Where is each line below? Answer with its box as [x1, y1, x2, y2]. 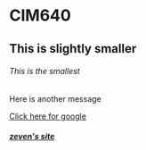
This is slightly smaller [9, 41, 137, 56]
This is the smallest [9, 66, 80, 77]
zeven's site [9, 131, 55, 142]
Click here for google [9, 111, 87, 121]
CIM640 [9, 5, 71, 26]
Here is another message [9, 93, 101, 104]
